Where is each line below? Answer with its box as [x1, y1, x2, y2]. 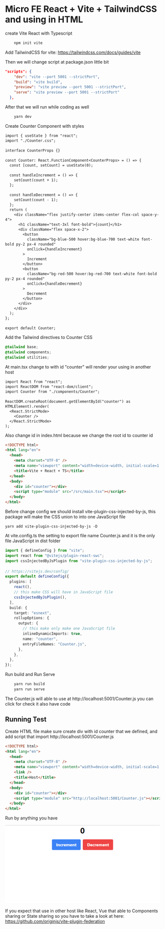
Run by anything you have [5, 815, 58, 821]
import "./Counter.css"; [5, 138, 56, 143]
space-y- [141, 212, 160, 217]
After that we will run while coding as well [5, 104, 89, 110]
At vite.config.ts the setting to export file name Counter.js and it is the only [5, 533, 156, 539]
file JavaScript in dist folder [5, 538, 61, 544]
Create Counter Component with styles [5, 123, 84, 129]
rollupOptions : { [14, 616, 50, 621]
